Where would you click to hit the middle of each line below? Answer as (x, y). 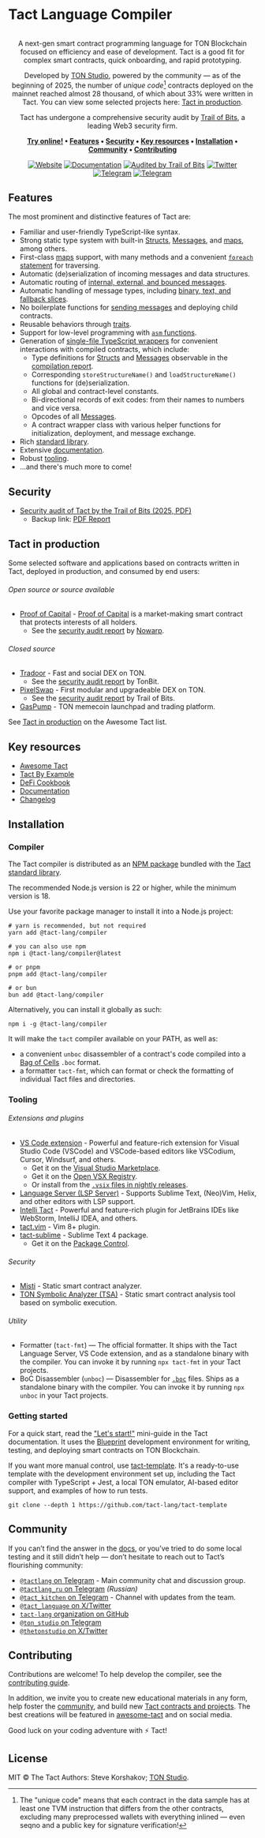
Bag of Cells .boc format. (60, 1062)
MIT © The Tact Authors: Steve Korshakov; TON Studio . (99, 1777)
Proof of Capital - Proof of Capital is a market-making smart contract (131, 614)
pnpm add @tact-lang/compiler (58, 974)
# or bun (22, 988)
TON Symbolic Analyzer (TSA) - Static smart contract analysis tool (127, 1294)
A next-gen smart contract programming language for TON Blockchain (132, 43)
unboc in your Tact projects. (64, 1396)
